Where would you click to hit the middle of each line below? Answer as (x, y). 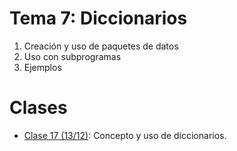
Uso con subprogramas (72, 56)
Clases (38, 108)
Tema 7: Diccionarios (98, 18)
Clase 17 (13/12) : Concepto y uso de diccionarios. (125, 135)
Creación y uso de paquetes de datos (101, 46)
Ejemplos (42, 67)
